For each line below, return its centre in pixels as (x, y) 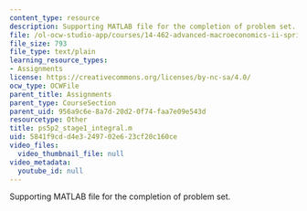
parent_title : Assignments (61, 94)
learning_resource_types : (58, 60)
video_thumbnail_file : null (71, 153)
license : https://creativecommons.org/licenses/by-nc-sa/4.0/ (130, 78)
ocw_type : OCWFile (44, 86)
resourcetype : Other (49, 120)
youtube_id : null (51, 171)
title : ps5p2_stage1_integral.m (71, 129)
